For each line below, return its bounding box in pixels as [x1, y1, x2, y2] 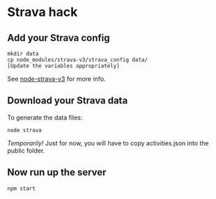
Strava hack [7, 4, 78, 20]
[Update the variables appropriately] [7, 63, 120, 70]
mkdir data [7, 50, 39, 57]
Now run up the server [7, 166, 107, 178]
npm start [7, 185, 36, 192]
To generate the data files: [7, 113, 83, 122]
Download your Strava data [7, 95, 128, 106]
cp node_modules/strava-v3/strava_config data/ [7, 56, 148, 63]
